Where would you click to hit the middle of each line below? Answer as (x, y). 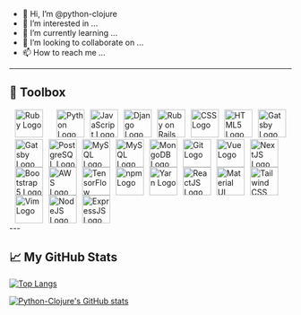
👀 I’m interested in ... (60, 23)
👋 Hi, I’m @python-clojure (70, 14)
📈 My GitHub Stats (64, 257)
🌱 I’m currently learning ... (70, 33)
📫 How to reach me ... (64, 52)
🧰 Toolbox (38, 93)
